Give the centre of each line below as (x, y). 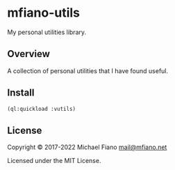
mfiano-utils (44, 13)
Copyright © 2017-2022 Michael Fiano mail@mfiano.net (87, 147)
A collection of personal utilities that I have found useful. (88, 70)
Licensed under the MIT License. (54, 161)
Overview (29, 54)
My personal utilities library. (47, 32)
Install (21, 93)
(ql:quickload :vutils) (42, 109)
